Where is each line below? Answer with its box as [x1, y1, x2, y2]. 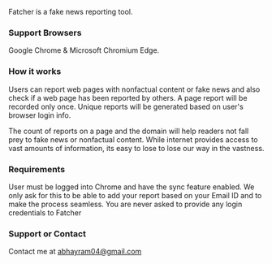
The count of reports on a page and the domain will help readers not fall [8, 126, 249, 136]
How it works [8, 66, 62, 77]
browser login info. [8, 110, 71, 120]
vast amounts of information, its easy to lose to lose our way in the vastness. [8, 143, 265, 153]
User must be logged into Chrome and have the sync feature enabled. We [8, 182, 255, 192]
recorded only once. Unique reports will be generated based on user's [8, 102, 244, 111]
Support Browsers [8, 27, 82, 38]
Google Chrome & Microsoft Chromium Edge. [8, 45, 160, 55]
